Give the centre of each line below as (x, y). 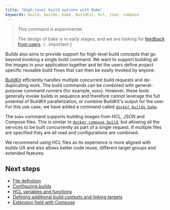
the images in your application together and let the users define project (79, 65)
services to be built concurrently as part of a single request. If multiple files (83, 127)
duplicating (17, 85)
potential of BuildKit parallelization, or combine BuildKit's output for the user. (85, 101)
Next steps (23, 169)
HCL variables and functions (42, 192)
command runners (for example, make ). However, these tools (86, 90)
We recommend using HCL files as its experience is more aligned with (78, 142)
